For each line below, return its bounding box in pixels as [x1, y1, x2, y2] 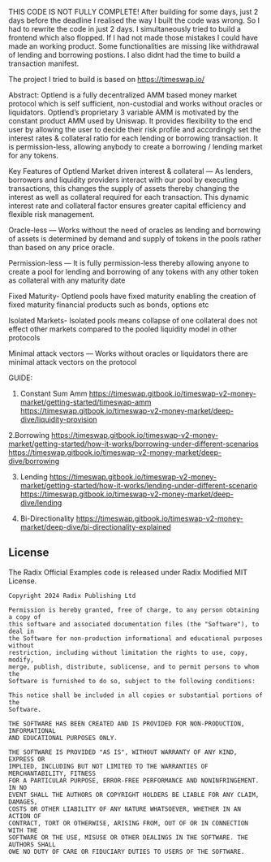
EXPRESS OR [8, 755, 45, 763]
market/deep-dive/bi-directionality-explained [19, 522, 172, 531]
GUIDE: [8, 373, 33, 383]
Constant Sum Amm [19, 389, 88, 398]
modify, [8, 656, 35, 664]
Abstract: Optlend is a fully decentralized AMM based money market [8, 90, 238, 100]
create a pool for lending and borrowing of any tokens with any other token [8, 267, 259, 276]
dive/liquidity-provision [19, 414, 97, 424]
